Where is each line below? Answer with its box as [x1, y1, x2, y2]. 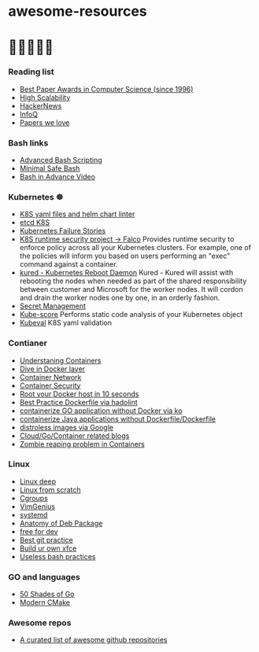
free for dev [19, 526, 58, 536]
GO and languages [8, 571, 81, 582]
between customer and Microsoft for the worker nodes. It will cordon [19, 285, 243, 294]
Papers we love [19, 117, 70, 127]
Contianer [8, 337, 47, 348]
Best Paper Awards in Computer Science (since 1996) [19, 84, 194, 94]
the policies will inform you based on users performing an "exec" [19, 251, 231, 261]
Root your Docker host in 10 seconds [19, 389, 139, 399]
